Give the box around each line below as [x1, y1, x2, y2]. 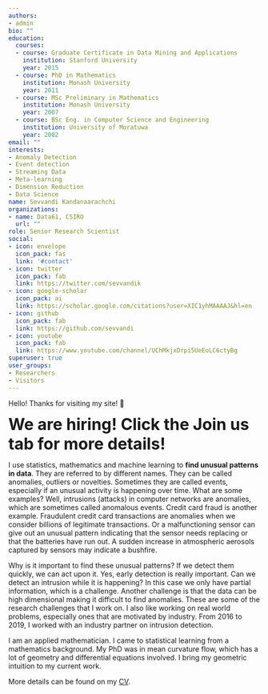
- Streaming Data [8, 168, 66, 176]
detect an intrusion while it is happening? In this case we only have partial [8, 577, 251, 587]
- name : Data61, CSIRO [8, 213, 84, 221]
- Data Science [8, 190, 59, 199]
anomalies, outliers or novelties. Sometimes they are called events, [8, 477, 228, 487]
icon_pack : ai [15, 295, 62, 303]
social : [8, 235, 34, 243]
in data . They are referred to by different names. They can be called [8, 468, 233, 478]
